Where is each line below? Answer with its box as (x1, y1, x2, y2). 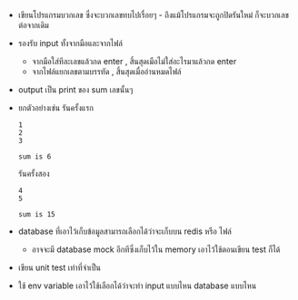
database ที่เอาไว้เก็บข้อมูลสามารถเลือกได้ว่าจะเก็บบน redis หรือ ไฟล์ (17, 226, 232, 237)
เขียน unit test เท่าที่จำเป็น (17, 262, 102, 273)
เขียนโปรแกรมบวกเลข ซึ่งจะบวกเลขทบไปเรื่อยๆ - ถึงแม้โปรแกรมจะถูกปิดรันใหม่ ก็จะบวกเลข (17, 10, 289, 20)
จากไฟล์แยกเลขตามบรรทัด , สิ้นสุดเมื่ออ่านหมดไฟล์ (31, 66, 182, 77)
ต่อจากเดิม (17, 20, 50, 30)
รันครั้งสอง (17, 169, 50, 179)
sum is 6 (17, 152, 52, 161)
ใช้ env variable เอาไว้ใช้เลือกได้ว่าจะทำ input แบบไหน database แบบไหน (17, 280, 257, 291)
